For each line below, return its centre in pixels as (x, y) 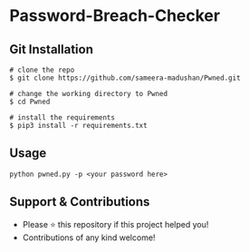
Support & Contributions (80, 202)
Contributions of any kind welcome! (89, 237)
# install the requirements (62, 118)
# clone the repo (42, 70)
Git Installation (51, 49)
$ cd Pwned (30, 102)
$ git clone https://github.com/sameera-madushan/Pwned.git (125, 78)
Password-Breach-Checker (115, 16)
